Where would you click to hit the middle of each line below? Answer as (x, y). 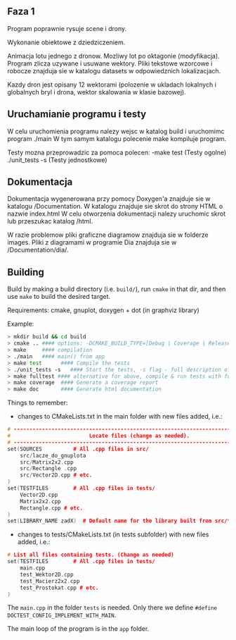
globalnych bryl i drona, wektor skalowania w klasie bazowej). (97, 92)
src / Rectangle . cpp (48, 469)
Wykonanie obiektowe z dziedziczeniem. (66, 42)
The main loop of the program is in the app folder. (78, 629)
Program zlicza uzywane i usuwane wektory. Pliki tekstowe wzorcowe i (110, 63)
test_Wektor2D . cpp (47, 574)
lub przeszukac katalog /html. (50, 221)
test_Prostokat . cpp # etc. (59, 588)
